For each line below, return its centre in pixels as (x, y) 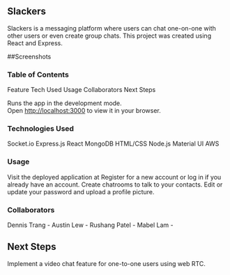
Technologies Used (41, 129)
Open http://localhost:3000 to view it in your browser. (84, 111)
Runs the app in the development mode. (64, 103)
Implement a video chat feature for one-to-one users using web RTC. (106, 263)
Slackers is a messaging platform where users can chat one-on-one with (112, 28)
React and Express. (35, 43)
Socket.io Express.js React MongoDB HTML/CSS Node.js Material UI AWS (113, 144)
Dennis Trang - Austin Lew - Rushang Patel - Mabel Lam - (90, 225)
